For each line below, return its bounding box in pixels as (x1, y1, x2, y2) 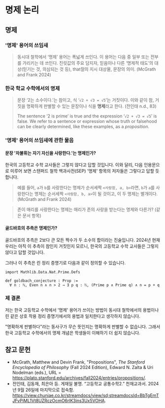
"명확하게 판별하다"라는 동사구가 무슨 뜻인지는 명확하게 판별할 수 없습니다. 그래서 (5, 324, 161, 330)
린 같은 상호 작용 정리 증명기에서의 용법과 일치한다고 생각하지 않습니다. (5, 313, 140, 319)
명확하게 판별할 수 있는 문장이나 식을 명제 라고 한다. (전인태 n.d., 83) (26, 103, 157, 109)
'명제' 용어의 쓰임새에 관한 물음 (5, 137, 74, 144)
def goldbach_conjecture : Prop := (5, 278, 78, 283)
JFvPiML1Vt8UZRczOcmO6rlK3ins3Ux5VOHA (12, 398, 105, 404)
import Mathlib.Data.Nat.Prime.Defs (5, 269, 80, 274)
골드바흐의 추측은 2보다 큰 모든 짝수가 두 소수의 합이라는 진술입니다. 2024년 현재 (5, 237, 160, 243)
